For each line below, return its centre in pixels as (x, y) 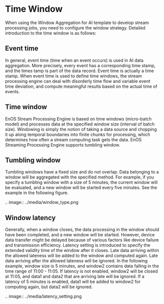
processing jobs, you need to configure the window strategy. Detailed (75, 27)
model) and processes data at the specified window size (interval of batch (80, 124)
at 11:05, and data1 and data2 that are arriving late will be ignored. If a (75, 277)
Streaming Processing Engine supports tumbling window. (63, 145)
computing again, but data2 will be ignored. (49, 287)
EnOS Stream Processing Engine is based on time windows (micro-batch (78, 119)
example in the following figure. (37, 193)
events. (12, 91)
